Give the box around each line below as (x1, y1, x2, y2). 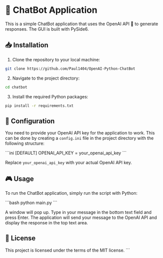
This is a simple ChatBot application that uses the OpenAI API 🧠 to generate (5, 21, 159, 27)
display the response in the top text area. (5, 220, 88, 225)
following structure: (5, 140, 45, 146)
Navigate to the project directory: (12, 75, 80, 81)
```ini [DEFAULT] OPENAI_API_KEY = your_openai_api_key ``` (5, 150, 127, 156)
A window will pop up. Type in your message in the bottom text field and (5, 210, 152, 215)
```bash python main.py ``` (5, 200, 58, 206)
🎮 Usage (5, 174, 34, 183)
